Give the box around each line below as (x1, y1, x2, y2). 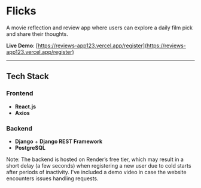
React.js (14, 103, 36, 110)
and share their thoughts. (6, 30, 69, 37)
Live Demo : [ (6, 42, 38, 49)
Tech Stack (6, 71, 49, 81)
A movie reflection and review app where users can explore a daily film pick (6, 24, 193, 31)
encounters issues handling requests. (6, 175, 99, 182)
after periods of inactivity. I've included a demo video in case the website (6, 168, 187, 175)
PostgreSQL (14, 144, 46, 151)
